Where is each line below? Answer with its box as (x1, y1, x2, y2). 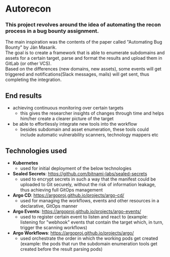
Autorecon (5, 3, 51, 15)
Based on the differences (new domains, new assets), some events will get (5, 66, 161, 72)
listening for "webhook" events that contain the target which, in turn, (20, 219, 163, 226)
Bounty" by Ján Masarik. (5, 44, 57, 51)
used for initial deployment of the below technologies (20, 165, 132, 171)
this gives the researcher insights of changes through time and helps (20, 110, 164, 117)
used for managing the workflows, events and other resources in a (20, 198, 159, 204)
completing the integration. (5, 77, 62, 83)
